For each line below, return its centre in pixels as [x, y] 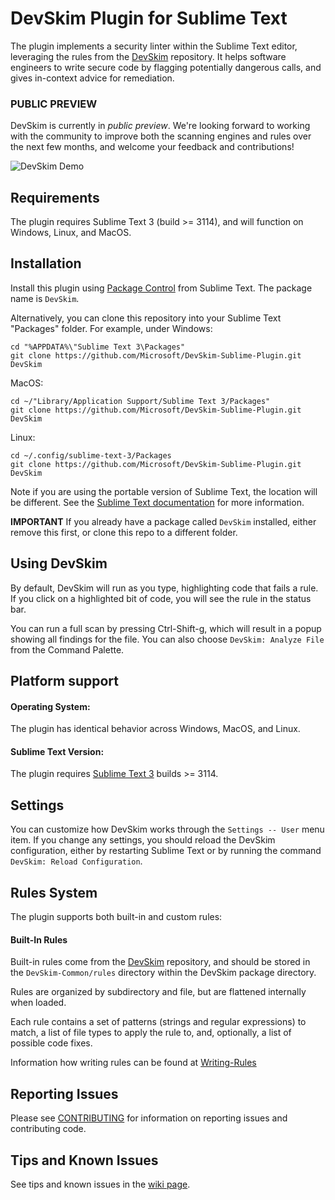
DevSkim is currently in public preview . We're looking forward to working [160, 126]
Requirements [55, 197]
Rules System [54, 892]
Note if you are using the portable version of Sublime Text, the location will [164, 491]
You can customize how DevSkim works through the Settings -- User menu [167, 829]
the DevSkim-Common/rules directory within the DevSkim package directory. [163, 973]
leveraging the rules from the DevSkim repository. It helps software [148, 56]
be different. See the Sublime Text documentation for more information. [157, 502]
